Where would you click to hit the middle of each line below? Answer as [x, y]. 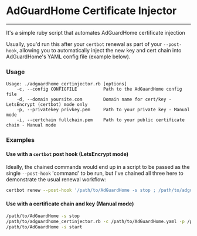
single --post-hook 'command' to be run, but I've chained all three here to [95, 173]
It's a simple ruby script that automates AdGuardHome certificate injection [96, 32]
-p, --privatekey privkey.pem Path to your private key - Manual [103, 110]
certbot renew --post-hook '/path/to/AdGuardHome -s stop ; [81, 190]
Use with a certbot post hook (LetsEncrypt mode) [67, 154]
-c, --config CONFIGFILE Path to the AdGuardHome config [99, 89]
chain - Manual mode [31, 125]
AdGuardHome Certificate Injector [91, 11]
